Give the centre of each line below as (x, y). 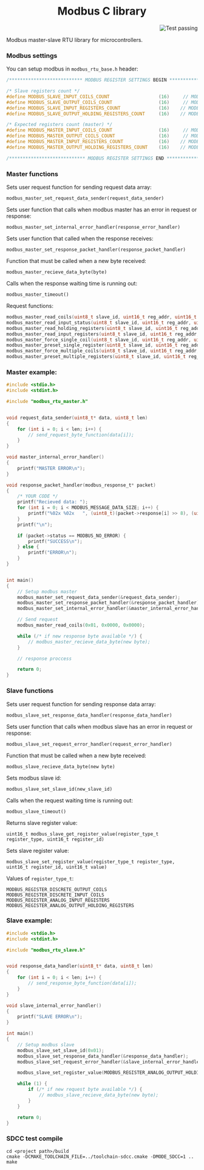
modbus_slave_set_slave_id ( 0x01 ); (61, 1050)
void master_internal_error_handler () (55, 457)
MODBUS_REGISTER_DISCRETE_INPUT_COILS (55, 895)
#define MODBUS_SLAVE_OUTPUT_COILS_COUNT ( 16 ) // (97, 102)
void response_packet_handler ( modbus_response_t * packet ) (81, 485)
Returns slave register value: (42, 822)
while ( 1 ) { (32, 1084)
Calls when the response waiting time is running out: (72, 284)
